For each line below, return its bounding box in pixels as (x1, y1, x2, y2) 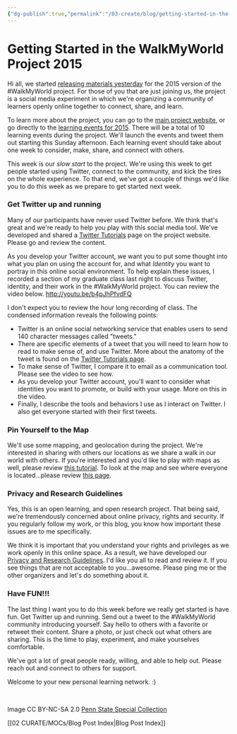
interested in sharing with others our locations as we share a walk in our (7, 449, 217, 457)
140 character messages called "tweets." (17, 332, 138, 340)
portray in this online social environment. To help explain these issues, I (7, 267, 215, 275)
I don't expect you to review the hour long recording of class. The (7, 303, 197, 311)
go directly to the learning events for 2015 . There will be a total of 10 (7, 123, 205, 132)
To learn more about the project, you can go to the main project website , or (7, 115, 226, 124)
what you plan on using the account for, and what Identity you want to (7, 259, 210, 268)
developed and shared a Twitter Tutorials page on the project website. (7, 231, 212, 239)
